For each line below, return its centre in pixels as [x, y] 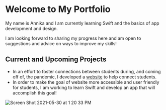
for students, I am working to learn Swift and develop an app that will [84, 87]
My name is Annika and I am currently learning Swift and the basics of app [82, 23]
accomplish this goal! [34, 93]
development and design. [31, 28]
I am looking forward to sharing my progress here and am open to [73, 38]
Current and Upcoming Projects [56, 60]
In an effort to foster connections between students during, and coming [87, 71]
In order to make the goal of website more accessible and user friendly [86, 82]
